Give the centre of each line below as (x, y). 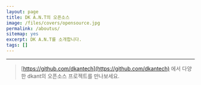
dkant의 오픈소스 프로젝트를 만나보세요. (73, 76)
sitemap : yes (22, 34)
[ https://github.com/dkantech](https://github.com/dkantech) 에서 (101, 68)
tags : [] (17, 45)
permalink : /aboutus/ (33, 28)
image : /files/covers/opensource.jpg (53, 23)
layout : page (22, 12)
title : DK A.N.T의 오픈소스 (38, 17)
